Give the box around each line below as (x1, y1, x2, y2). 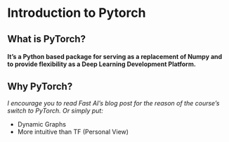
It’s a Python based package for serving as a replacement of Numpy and (7, 53, 223, 61)
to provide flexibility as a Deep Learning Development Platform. (7, 60, 197, 68)
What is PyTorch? (7, 33, 86, 45)
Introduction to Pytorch (7, 5, 146, 21)
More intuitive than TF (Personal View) (17, 127, 129, 136)
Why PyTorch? (7, 80, 73, 92)
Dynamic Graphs (17, 120, 67, 128)
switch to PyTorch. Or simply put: (7, 106, 103, 115)
